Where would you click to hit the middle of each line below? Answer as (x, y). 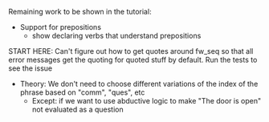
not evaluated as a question (77, 109)
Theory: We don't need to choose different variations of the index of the (139, 84)
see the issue (31, 68)
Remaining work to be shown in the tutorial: (80, 12)
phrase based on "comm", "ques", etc (82, 92)
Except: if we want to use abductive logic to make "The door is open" (147, 101)
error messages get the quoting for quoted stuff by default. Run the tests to (133, 60)
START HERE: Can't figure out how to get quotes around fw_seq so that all (131, 51)
